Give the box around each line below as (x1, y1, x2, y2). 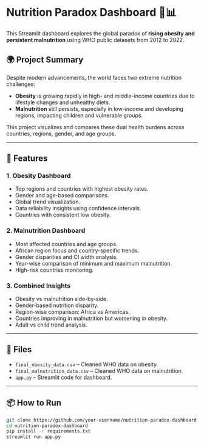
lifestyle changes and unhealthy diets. (15, 99, 110, 106)
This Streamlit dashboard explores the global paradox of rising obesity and (6, 29, 195, 37)
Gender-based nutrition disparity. (15, 302, 99, 309)
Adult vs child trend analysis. (15, 321, 88, 328)
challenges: (6, 80, 35, 88)
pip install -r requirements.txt (6, 428, 91, 434)
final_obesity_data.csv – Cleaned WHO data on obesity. (15, 361, 158, 368)
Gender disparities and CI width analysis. (15, 253, 118, 260)
